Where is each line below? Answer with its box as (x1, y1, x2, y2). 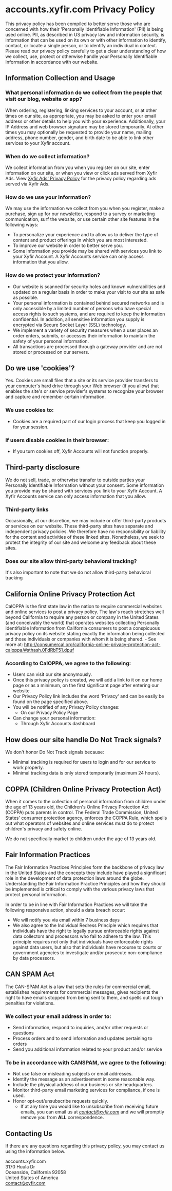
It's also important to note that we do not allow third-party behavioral (5, 569, 151, 576)
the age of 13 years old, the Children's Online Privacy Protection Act (5, 804, 149, 810)
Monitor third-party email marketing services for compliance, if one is (12, 1087, 160, 1093)
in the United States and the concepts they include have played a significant (5, 869, 166, 876)
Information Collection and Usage (5, 73, 116, 83)
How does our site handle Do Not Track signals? (5, 735, 162, 744)
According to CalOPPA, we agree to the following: (5, 660, 131, 667)
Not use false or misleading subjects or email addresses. (12, 1071, 133, 1077)
